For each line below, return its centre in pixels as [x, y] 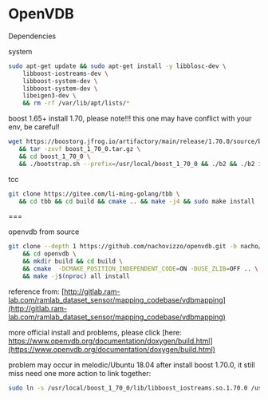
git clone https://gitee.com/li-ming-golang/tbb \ [94, 194]
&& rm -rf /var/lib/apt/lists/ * [76, 103]
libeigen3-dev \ [50, 96]
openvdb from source [44, 232]
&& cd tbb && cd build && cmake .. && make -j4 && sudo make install [137, 201]
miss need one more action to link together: [80, 373]
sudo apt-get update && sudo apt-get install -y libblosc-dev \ [117, 66]
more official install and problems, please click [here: [95, 332]
